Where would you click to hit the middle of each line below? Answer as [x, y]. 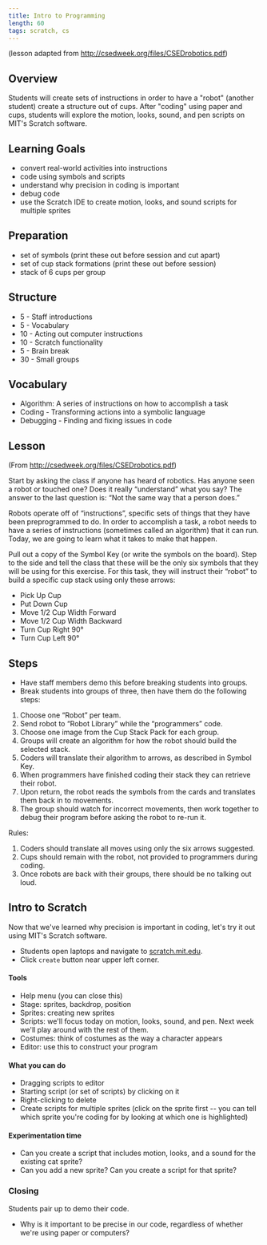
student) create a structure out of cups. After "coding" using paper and [126, 107]
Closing [24, 1191]
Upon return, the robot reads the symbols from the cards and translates [137, 792]
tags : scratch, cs [39, 30]
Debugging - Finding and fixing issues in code [96, 421]
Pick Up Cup [40, 596]
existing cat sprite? [51, 1162]
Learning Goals [47, 149]
